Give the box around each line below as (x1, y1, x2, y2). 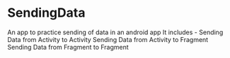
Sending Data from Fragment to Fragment (7, 43, 129, 51)
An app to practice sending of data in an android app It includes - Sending (7, 28, 224, 36)
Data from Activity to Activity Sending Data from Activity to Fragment (7, 35, 209, 43)
